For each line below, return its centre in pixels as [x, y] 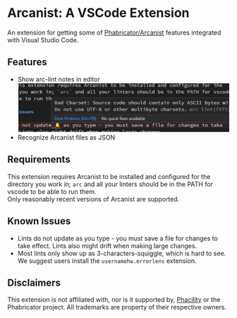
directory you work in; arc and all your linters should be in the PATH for [110, 184]
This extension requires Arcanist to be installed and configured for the [109, 176]
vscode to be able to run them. [52, 191]
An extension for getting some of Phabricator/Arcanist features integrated [114, 32]
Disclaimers [34, 283]
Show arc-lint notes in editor [59, 79]
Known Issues [39, 221]
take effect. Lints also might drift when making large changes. [107, 245]
